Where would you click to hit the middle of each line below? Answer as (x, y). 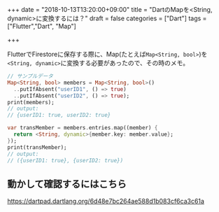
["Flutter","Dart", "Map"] (42, 26)
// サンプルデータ (30, 76)
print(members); (31, 102)
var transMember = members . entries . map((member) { (83, 128)
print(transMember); (37, 147)
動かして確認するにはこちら (67, 184)
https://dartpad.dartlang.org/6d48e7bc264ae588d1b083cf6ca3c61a (106, 202)
